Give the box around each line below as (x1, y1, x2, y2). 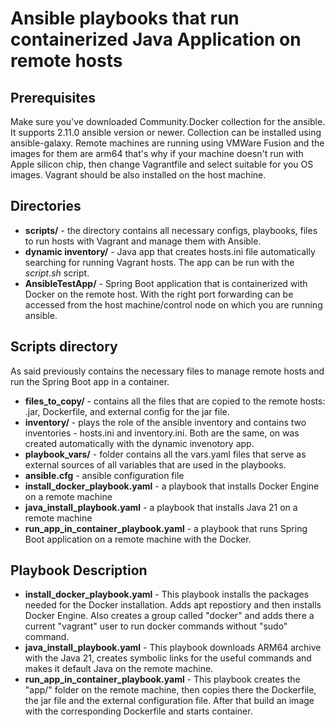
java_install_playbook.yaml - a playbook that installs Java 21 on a (24, 501, 298, 513)
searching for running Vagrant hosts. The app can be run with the (24, 256, 295, 268)
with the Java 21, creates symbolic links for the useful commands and (24, 652, 312, 664)
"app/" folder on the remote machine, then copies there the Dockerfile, (24, 684, 317, 696)
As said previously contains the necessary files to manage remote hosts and (10, 365, 325, 377)
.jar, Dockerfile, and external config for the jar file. (24, 405, 230, 417)
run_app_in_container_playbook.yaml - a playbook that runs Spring (24, 522, 308, 534)
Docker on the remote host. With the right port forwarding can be (24, 288, 294, 300)
